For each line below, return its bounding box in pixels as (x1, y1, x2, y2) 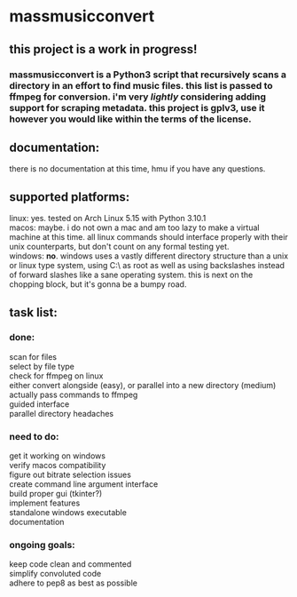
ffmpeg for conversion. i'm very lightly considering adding (9, 91, 267, 103)
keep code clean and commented (9, 559, 132, 569)
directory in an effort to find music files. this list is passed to (9, 79, 273, 92)
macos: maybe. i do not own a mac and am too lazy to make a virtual (9, 222, 260, 233)
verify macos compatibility (9, 460, 106, 471)
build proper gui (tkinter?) (9, 489, 103, 499)
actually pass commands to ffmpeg (9, 389, 138, 400)
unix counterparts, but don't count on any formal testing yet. (9, 242, 230, 252)
